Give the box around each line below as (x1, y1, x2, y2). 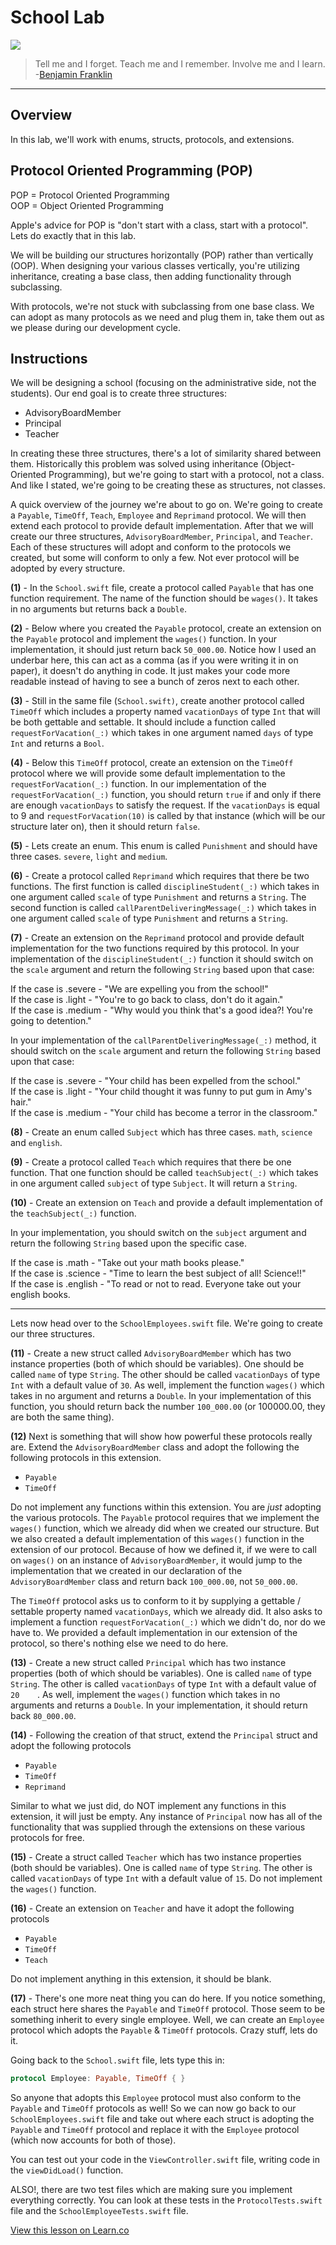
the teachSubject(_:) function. (10, 1207, 137, 1220)
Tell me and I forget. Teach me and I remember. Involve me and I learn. (34, 57, 326, 70)
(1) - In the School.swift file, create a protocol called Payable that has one (10, 582, 314, 594)
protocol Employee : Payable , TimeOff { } (10, 2074, 186, 2084)
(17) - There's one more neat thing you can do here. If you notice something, (10, 1992, 326, 2005)
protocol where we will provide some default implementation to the (10, 767, 286, 780)
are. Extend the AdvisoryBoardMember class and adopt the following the (10, 1441, 300, 1453)
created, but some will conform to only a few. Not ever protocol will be (10, 552, 300, 564)
